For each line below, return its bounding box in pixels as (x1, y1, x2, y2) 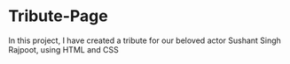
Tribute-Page (8, 6, 108, 26)
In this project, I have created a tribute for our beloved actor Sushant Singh (8, 35, 281, 46)
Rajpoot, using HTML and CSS (8, 44, 119, 54)
